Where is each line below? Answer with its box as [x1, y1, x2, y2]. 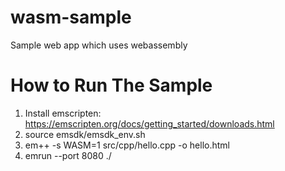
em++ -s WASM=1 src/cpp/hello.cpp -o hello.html [24, 139, 230, 151]
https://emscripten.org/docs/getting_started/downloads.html [24, 117, 275, 130]
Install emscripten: [24, 107, 102, 119]
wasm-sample [10, 6, 132, 29]
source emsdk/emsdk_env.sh [24, 128, 146, 140]
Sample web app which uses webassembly [10, 39, 188, 51]
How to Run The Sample [10, 74, 213, 97]
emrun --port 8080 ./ [24, 149, 112, 161]
